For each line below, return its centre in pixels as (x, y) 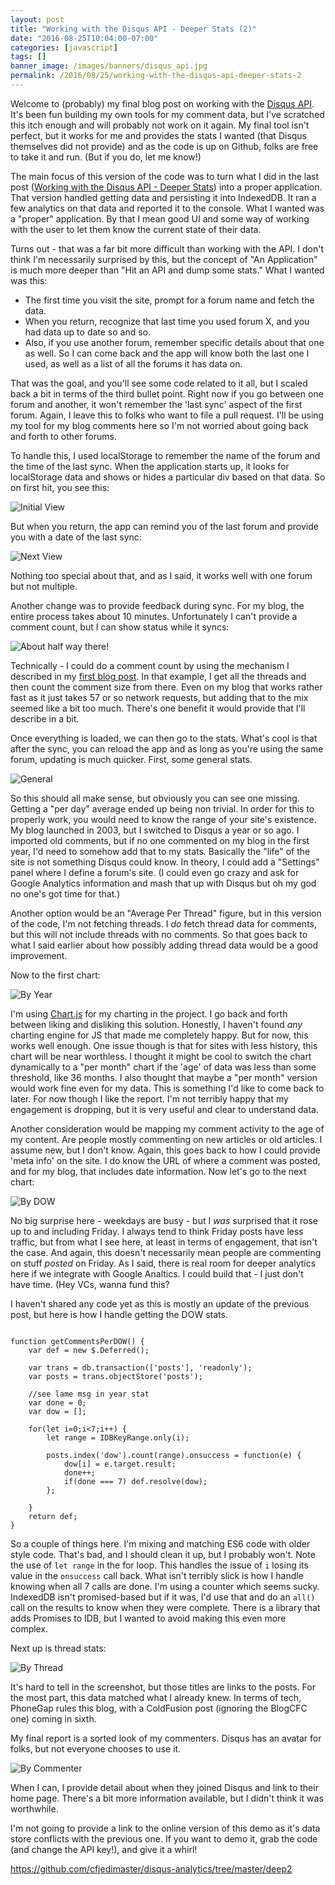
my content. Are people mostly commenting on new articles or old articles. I (166, 1139)
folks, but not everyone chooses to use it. (96, 1748)
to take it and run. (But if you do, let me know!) (106, 157)
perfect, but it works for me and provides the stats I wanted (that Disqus (159, 135)
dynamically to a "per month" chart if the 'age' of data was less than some (163, 1067)
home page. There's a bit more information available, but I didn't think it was (167, 1798)
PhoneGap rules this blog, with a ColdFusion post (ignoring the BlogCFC (159, 1708)
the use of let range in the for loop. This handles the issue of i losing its (159, 1565)
